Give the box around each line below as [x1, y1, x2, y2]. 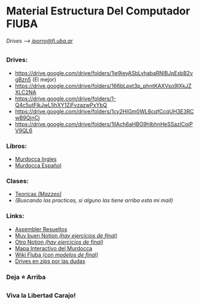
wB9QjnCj [14, 114, 40, 121]
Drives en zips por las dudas [14, 257, 86, 265]
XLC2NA [14, 88, 37, 95]
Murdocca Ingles [14, 156, 57, 163]
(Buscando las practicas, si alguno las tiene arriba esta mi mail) [14, 197, 174, 204]
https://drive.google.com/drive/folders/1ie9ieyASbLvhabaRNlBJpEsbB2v [14, 69, 193, 76]
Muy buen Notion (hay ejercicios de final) [14, 232, 118, 239]
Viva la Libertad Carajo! [6, 291, 76, 300]
